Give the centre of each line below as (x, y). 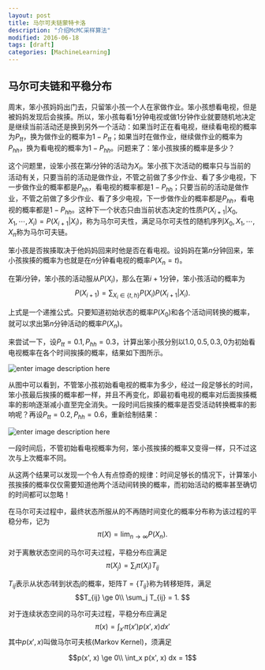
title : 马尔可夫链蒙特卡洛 (47, 23)
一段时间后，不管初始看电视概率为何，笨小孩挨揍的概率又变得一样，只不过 (129, 449)
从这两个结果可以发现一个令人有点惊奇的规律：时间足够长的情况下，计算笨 (129, 475)
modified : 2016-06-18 (44, 38)
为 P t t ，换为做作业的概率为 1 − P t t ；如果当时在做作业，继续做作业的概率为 (125, 137)
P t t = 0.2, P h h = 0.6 (74, 416)
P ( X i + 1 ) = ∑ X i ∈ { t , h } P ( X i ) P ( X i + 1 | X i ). (132, 294)
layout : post (30, 15)
